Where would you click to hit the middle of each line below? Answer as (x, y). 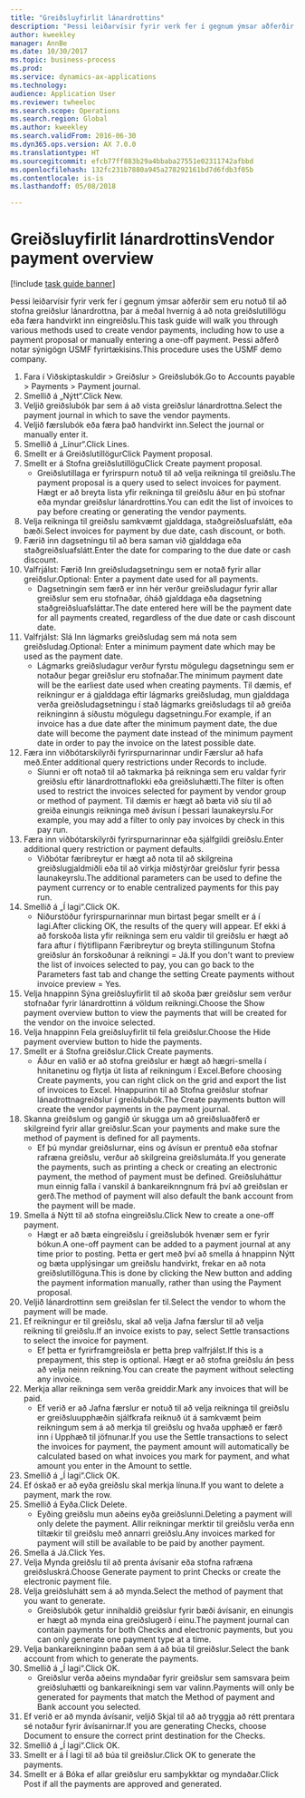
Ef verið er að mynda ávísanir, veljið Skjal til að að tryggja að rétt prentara (159, 1716)
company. (29, 359)
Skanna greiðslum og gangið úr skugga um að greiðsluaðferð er (142, 1119)
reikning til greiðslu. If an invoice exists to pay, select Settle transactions (157, 1331)
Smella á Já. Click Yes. (64, 1553)
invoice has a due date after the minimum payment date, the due (157, 724)
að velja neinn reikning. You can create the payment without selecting (165, 1370)
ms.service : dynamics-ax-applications (83, 77)
